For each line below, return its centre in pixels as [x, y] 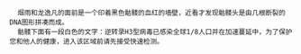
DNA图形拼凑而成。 [39, 22]
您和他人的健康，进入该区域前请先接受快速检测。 [87, 41]
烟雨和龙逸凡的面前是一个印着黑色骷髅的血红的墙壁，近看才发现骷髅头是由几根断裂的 [151, 13]
